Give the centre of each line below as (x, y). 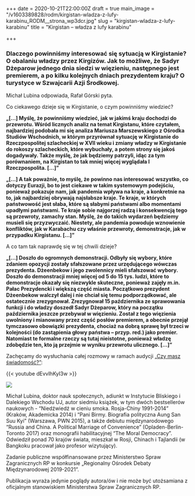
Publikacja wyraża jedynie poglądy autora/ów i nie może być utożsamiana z (97, 481)
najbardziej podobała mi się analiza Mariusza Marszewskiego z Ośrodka (95, 130)
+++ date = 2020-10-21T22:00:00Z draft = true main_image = (80, 8)
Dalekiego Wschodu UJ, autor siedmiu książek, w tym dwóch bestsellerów (95, 402)
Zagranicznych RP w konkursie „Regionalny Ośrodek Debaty (79, 463)
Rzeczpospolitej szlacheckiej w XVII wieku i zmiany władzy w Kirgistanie (96, 143)
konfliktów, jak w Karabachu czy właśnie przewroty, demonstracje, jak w (96, 229)
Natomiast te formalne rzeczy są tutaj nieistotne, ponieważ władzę (88, 339)
